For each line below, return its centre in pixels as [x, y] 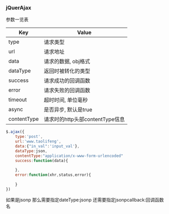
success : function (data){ [42, 160]
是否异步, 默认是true [68, 110]
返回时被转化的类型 [67, 71]
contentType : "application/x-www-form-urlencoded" [69, 156]
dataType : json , [31, 151]
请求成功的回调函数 [67, 81]
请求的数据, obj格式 [67, 62]
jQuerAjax [18, 8]
